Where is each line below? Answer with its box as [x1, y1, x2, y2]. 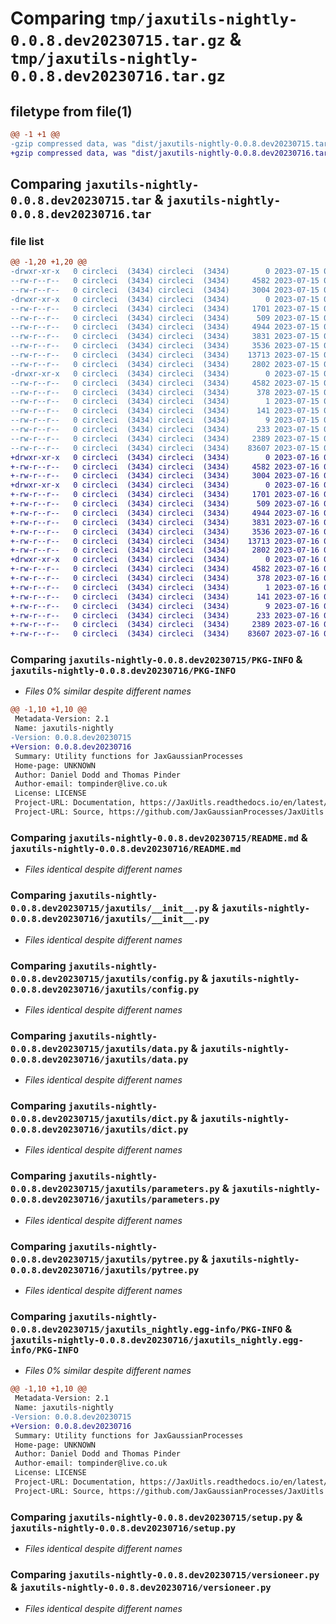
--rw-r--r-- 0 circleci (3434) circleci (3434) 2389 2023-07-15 [10, 433, 320, 444]
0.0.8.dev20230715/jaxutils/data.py [10, 1043, 189, 1054]
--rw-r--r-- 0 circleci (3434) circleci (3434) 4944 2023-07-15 [10, 322, 320, 332]
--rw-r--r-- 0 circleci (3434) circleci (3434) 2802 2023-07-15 [10, 359, 320, 369]
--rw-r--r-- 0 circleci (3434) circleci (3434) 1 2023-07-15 [10, 397, 320, 407]
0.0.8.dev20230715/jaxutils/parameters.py [10, 1183, 220, 1195]
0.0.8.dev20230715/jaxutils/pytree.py [10, 1253, 200, 1265]
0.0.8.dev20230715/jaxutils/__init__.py [10, 903, 210, 914]
